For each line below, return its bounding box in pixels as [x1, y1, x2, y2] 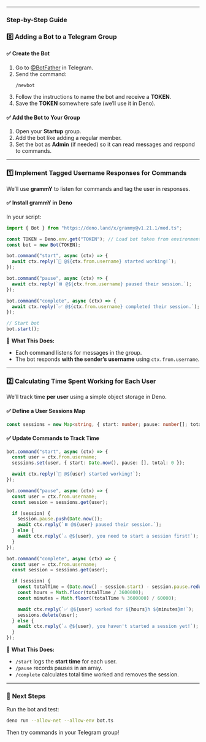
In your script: [6, 213, 42, 220]
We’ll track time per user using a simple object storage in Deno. [6, 393, 167, 401]
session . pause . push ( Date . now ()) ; [17, 516, 103, 522]
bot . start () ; [6, 326, 40, 332]
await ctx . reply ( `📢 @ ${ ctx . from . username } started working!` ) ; [12, 258, 177, 265]
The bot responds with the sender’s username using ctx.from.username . [15, 355, 200, 363]
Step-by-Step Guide [6, 15, 67, 24]
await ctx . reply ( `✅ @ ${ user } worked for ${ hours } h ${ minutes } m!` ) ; [17, 606, 194, 613]
